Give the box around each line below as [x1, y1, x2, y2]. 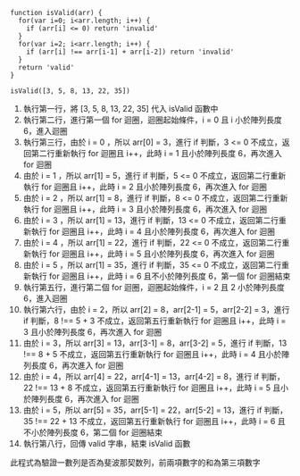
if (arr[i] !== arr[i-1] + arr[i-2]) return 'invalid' [26, 47, 235, 56]
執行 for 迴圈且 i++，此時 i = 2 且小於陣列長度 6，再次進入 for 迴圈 [22, 181, 267, 192]
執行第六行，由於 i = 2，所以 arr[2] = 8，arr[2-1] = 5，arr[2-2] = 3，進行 [22, 305, 290, 314]
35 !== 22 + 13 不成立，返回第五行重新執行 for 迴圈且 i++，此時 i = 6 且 [22, 416, 286, 426]
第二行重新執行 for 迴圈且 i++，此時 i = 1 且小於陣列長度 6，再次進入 [30, 148, 282, 158]
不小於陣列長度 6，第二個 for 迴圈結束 [22, 427, 163, 438]
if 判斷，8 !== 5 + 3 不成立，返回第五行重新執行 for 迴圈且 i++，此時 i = [22, 315, 287, 326]
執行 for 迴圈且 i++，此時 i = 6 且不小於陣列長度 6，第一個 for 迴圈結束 [30, 271, 291, 281]
